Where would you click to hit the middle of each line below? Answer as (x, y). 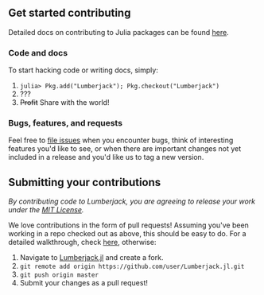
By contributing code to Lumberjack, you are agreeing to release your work (132, 201)
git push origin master (59, 275)
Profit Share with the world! (64, 103)
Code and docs (38, 52)
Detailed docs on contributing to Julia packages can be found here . (118, 32)
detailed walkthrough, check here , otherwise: (82, 243)
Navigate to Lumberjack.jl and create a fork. (91, 258)
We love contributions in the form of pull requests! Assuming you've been (128, 225)
